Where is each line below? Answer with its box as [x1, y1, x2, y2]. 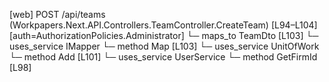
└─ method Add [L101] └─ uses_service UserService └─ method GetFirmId [9, 51, 318, 63]
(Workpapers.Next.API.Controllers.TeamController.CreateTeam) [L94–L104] [9, 19, 318, 31]
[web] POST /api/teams [9, 9, 106, 20]
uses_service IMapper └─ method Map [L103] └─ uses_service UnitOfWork [9, 40, 320, 52]
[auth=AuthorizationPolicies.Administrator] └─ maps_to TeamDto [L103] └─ [9, 30, 319, 41]
